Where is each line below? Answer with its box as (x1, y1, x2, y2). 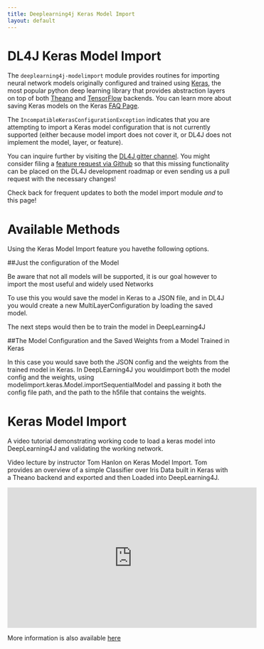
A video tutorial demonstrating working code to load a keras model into (7, 436, 216, 446)
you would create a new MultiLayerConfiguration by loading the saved (7, 301, 213, 310)
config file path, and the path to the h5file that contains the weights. (7, 388, 206, 397)
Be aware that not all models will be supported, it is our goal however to (7, 272, 217, 281)
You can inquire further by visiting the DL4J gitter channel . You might (7, 152, 211, 160)
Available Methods (7, 221, 120, 237)
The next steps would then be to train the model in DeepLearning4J (7, 322, 206, 332)
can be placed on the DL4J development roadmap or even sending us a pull (7, 167, 230, 175)
